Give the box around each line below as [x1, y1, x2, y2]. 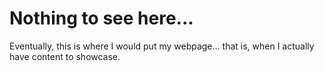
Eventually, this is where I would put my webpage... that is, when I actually [9, 40, 315, 52]
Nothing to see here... [9, 7, 194, 30]
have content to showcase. [9, 50, 121, 62]
